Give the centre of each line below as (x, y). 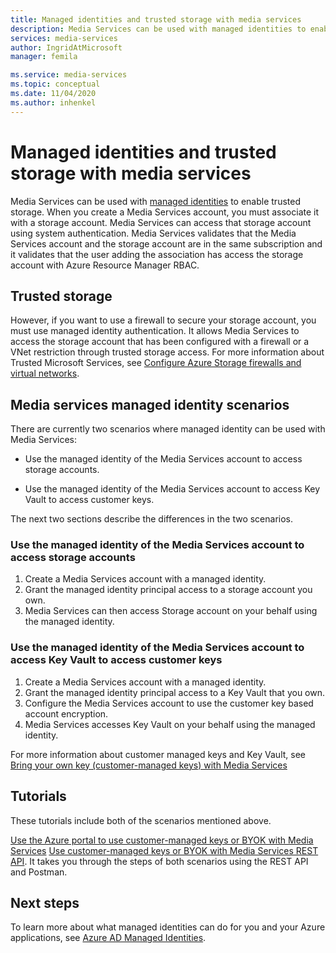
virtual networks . (45, 373)
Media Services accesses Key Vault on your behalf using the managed (170, 724)
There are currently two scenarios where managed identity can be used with (168, 429)
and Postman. (39, 872)
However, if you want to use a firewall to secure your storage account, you (163, 320)
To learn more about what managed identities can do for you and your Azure (168, 927)
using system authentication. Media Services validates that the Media (153, 233)
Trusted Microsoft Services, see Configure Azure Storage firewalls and (156, 363)
